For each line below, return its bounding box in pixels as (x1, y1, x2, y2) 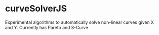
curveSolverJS (5, 3, 67, 14)
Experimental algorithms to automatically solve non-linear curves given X (5, 19, 154, 25)
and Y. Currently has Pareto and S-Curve (5, 24, 89, 30)
